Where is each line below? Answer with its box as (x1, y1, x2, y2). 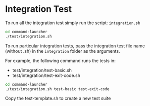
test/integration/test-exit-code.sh (12, 72, 81, 78)
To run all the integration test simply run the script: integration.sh (5, 20, 140, 26)
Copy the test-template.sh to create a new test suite (5, 95, 111, 102)
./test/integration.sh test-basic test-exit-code (5, 86, 110, 92)
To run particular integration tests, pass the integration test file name (5, 43, 145, 49)
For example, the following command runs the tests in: (5, 58, 116, 64)
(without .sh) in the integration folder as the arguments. (5, 48, 120, 54)
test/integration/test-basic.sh (12, 67, 72, 73)
